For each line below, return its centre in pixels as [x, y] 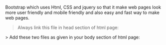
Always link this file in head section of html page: [68, 27]
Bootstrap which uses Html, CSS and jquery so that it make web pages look [83, 7]
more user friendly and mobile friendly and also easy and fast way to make [82, 12]
